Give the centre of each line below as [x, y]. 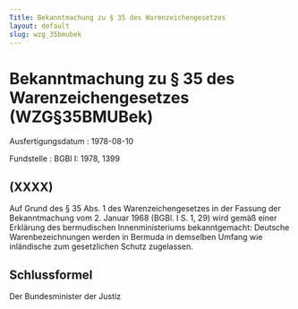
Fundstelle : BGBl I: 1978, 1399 [65, 159]
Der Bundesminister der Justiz [65, 296]
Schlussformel [51, 275]
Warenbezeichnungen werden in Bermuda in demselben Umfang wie [136, 237]
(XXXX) [31, 187]
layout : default [39, 26]
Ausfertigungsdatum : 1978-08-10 [72, 142]
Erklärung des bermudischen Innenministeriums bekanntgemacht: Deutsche [149, 227]
